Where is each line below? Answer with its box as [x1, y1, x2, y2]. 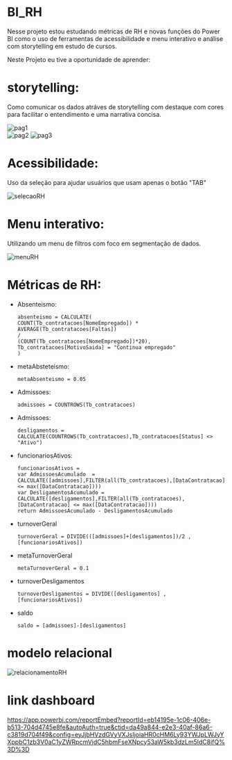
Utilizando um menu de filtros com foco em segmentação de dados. [7, 239, 202, 248]
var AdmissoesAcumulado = [17, 471, 96, 478]
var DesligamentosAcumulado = [17, 489, 105, 496]
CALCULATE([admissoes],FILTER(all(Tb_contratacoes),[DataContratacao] [17, 477, 226, 484]
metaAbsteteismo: [17, 362, 70, 371]
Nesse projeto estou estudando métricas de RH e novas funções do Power [7, 27, 220, 35]
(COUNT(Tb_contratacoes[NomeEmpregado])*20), [17, 338, 151, 345]
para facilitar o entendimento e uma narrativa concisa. [7, 110, 161, 118]
